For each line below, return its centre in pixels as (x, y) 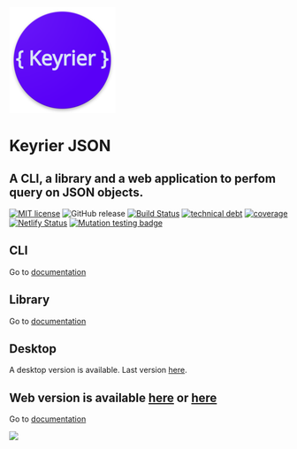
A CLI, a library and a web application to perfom (143, 178)
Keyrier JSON (60, 146)
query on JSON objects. (76, 192)
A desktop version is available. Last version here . (98, 370)
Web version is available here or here (113, 397)
